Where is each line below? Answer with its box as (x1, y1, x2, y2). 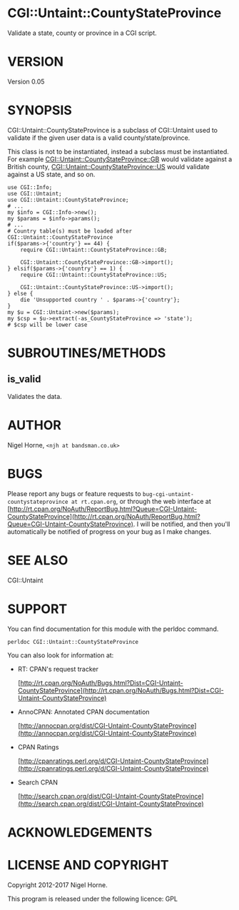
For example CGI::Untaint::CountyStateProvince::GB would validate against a (7, 155, 233, 163)
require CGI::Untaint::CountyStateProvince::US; (20, 271, 168, 278)
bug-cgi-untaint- (142, 490, 194, 497)
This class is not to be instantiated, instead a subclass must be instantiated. (7, 147, 230, 156)
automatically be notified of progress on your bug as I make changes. (7, 527, 212, 536)
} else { (7, 290, 34, 297)
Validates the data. (7, 392, 62, 400)
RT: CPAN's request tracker (17, 664, 98, 673)
